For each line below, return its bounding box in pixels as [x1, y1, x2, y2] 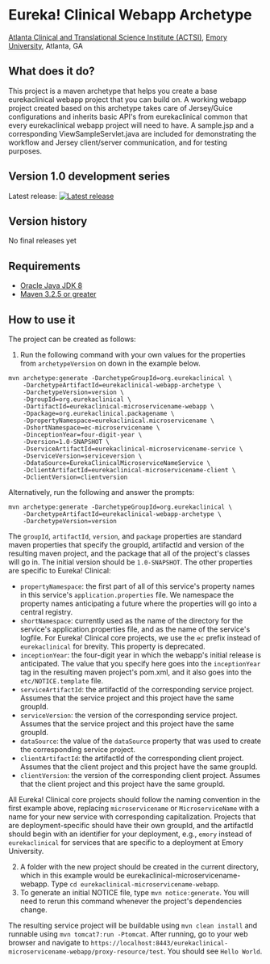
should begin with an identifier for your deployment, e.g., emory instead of [8, 829, 252, 839]
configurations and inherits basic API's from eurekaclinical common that [8, 112, 248, 121]
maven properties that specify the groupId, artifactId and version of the [8, 540, 245, 549]
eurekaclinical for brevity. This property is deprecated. [19, 641, 206, 651]
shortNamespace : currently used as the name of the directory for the [19, 616, 243, 625]
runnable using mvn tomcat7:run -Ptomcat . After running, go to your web [8, 929, 248, 939]
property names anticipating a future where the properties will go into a [19, 598, 258, 608]
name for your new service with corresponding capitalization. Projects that [8, 812, 256, 822]
